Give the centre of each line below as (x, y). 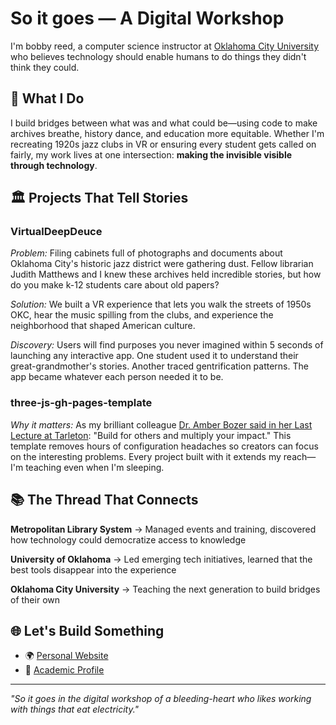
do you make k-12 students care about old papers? (115, 285)
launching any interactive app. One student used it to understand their (154, 356)
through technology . (54, 165)
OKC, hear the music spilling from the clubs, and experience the (142, 315)
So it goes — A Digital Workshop (147, 18)
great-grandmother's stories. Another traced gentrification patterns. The (159, 366)
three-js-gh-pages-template (81, 403)
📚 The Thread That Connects (104, 500)
